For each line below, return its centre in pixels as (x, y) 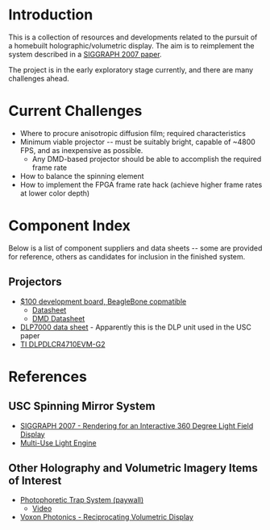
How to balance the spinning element (82, 176)
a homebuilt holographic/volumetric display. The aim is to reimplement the (131, 45)
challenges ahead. (39, 78)
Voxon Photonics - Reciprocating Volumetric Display (106, 517)
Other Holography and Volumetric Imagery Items (133, 468)
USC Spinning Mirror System (82, 406)
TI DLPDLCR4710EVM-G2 (62, 344)
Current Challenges (75, 111)
